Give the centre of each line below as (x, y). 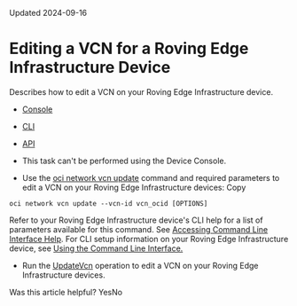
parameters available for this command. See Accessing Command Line (139, 229)
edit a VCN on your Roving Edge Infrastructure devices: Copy (134, 187)
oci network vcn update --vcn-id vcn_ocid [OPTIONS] (109, 203)
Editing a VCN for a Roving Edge (129, 49)
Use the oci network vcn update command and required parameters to (151, 177)
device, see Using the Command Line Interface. (96, 248)
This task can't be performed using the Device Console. (124, 161)
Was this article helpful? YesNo (66, 292)
